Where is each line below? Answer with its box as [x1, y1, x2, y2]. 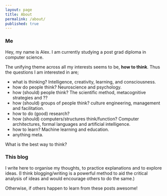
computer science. [5, 54, 44, 60]
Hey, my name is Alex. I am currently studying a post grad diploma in [5, 49, 146, 55]
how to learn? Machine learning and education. [12, 126, 110, 132]
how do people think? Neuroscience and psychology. [12, 84, 122, 90]
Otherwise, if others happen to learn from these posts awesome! [5, 185, 138, 191]
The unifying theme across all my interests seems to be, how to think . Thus [5, 64, 161, 70]
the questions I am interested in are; [5, 69, 79, 75]
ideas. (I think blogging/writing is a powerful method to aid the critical [5, 170, 148, 176]
